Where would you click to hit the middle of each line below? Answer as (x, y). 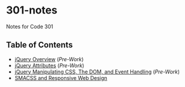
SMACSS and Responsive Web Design (61, 78)
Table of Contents (40, 45)
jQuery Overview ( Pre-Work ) (49, 59)
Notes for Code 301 (30, 26)
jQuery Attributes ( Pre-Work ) (49, 65)
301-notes (32, 10)
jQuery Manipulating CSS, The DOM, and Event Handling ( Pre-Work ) (97, 72)
